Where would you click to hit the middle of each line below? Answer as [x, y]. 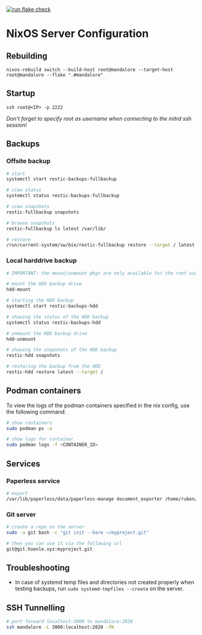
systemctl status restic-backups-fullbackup [63, 196]
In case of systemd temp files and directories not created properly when [104, 583]
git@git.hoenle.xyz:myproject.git [50, 549]
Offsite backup [29, 161]
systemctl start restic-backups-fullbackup [62, 179]
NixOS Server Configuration [78, 34]
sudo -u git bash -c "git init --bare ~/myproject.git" [78, 532]
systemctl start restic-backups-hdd [52, 306]
